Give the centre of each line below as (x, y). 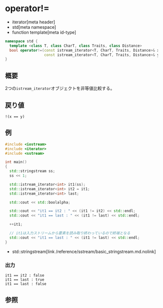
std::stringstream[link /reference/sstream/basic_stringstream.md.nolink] (84, 252)
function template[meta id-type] (44, 32)
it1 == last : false (26, 284)
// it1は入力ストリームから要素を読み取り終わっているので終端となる (70, 233)
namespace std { (21, 41)
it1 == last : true (25, 280)
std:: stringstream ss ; (32, 171)
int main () (16, 162)
